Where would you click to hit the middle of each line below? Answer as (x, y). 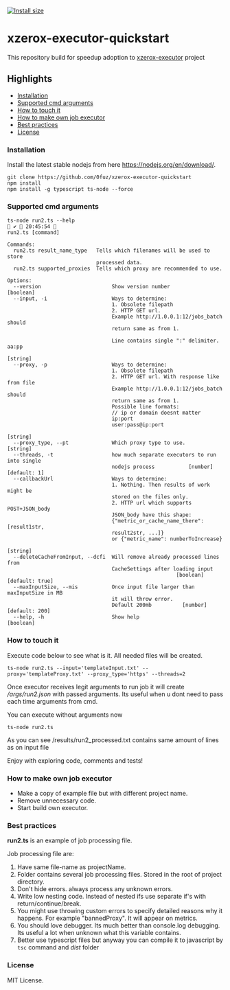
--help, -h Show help (76, 617)
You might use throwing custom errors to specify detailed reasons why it (120, 911)
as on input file (28, 747)
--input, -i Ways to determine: (90, 299)
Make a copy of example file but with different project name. (102, 793)
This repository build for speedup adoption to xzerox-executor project (106, 57)
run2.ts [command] (33, 233)
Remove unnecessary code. (57, 801)
